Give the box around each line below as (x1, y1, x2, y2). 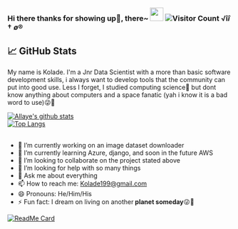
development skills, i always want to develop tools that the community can (7, 75, 226, 83)
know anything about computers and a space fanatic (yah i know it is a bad (7, 90, 228, 99)
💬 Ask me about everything (17, 171, 98, 180)
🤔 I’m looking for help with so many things (17, 163, 141, 172)
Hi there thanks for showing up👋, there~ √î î (7, 13, 230, 23)
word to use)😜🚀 (7, 98, 56, 106)
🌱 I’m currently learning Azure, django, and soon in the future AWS (17, 148, 214, 157)
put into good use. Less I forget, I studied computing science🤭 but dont (7, 83, 217, 91)
